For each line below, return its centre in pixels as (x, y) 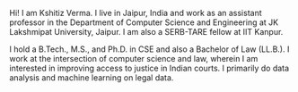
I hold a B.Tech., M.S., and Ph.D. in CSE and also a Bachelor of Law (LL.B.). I (149, 49)
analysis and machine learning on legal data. (92, 78)
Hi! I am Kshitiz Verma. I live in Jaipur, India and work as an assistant (136, 13)
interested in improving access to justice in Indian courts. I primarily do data (149, 68)
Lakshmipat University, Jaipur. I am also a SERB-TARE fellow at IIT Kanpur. (146, 32)
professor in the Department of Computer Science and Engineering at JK (144, 22)
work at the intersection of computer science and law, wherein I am (134, 59)
